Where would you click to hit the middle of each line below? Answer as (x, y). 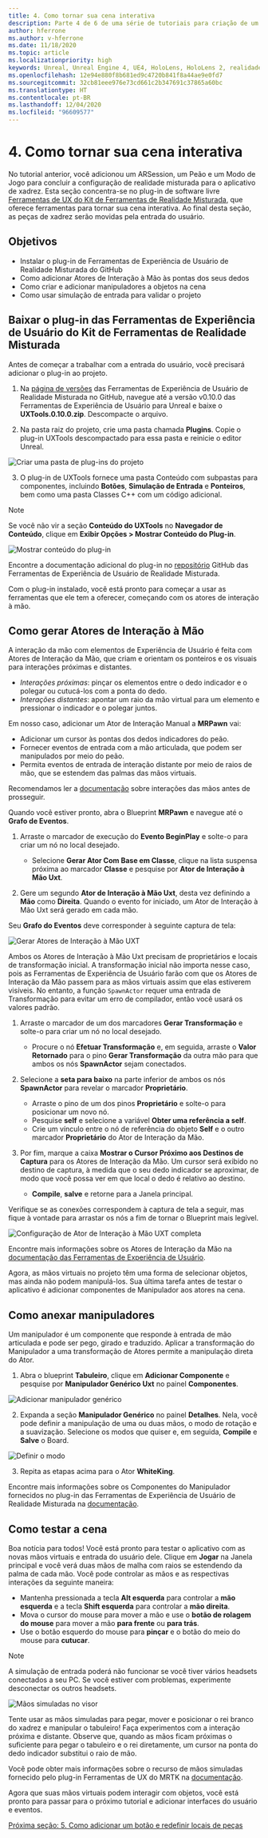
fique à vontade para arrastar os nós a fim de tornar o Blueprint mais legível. (134, 1218)
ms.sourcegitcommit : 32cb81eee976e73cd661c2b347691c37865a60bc (116, 82)
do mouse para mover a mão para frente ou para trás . (109, 1623)
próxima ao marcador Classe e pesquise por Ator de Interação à (138, 869)
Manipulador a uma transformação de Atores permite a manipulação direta (131, 1352)
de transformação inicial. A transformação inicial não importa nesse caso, (129, 965)
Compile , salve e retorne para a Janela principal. (112, 1194)
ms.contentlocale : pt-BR (49, 98)
